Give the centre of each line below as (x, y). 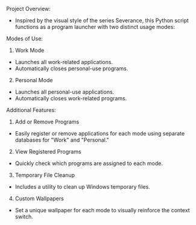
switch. (24, 217)
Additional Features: (31, 110)
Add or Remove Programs (47, 122)
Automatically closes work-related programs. (71, 98)
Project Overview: (29, 9)
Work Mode (30, 50)
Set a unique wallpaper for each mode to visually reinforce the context (102, 210)
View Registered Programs (48, 152)
